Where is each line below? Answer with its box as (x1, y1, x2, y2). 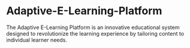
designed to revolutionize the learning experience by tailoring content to (6, 30, 185, 37)
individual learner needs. (6, 36, 68, 43)
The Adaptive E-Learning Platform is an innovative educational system (6, 24, 180, 31)
